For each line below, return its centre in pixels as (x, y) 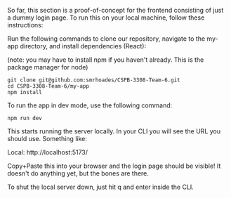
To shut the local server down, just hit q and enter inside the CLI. (101, 187)
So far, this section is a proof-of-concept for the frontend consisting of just (115, 10)
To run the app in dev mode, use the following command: (90, 105)
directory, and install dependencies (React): (83, 46)
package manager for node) (48, 67)
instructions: (25, 25)
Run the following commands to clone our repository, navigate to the (106, 39)
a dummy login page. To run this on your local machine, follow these (106, 18)
